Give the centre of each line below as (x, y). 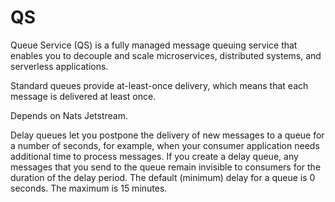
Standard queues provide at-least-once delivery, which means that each (159, 85)
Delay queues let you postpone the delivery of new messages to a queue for (167, 135)
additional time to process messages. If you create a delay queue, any (154, 156)
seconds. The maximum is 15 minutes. (89, 188)
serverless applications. (59, 66)
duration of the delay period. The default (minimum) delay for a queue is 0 (163, 177)
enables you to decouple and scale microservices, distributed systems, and (166, 55)
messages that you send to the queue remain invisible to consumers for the (166, 167)
